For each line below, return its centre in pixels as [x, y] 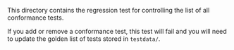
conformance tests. [36, 18]
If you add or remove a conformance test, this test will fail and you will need [117, 31]
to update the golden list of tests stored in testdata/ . [84, 39]
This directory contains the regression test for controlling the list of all [109, 10]
